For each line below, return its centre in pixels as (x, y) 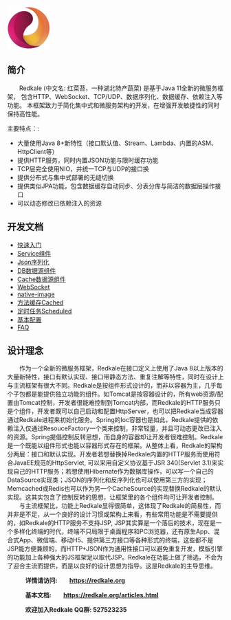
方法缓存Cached (40, 302)
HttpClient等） (37, 151)
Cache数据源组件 (42, 279)
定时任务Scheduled (44, 311)
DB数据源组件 (36, 270)
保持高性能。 (25, 113)
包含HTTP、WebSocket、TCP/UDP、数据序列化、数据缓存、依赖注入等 (121, 96)
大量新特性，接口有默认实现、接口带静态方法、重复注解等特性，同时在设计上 (115, 377)
